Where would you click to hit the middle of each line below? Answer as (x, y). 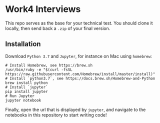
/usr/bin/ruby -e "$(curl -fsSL (39, 69)
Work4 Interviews (43, 9)
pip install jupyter (27, 91)
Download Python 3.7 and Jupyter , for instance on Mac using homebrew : (79, 56)
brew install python (27, 83)
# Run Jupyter (20, 96)
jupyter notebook (23, 100)
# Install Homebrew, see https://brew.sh (49, 65)
